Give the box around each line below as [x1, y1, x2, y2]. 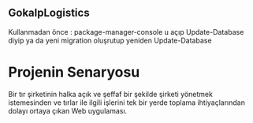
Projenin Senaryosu [8, 63, 140, 81]
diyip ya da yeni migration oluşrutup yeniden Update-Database [8, 35, 212, 45]
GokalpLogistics [8, 6, 90, 20]
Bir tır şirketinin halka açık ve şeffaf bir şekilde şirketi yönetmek [8, 89, 213, 99]
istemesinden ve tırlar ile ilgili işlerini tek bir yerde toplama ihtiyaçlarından [8, 98, 246, 107]
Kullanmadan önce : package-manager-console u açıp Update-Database [8, 27, 244, 36]
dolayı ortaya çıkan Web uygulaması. [8, 106, 128, 115]
